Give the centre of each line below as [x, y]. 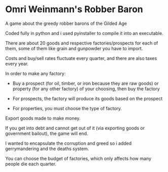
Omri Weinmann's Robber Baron [74, 9]
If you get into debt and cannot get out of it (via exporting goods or [75, 128]
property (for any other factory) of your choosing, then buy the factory [86, 89]
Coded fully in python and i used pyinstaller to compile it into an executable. [84, 33]
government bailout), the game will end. [47, 133]
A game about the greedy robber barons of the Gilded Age [66, 23]
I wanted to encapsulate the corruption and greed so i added [69, 143]
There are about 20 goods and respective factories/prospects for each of [82, 43]
